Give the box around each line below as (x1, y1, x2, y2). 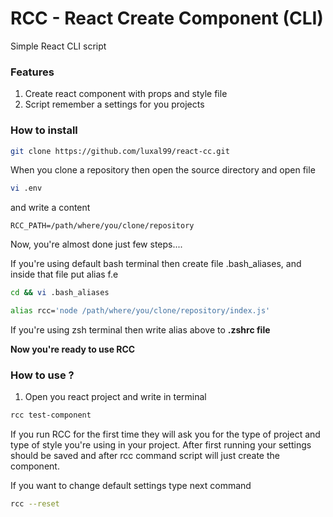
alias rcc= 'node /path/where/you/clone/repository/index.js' (10, 306, 271, 316)
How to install (10, 123, 78, 137)
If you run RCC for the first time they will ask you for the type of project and (10, 428, 321, 441)
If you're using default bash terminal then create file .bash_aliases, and (10, 258, 302, 270)
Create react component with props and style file (24, 88, 228, 100)
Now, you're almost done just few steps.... (10, 238, 183, 251)
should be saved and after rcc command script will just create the (10, 450, 280, 462)
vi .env (10, 183, 43, 194)
